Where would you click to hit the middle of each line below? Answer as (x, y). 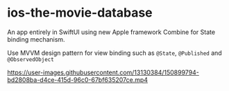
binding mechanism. (36, 39)
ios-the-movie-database (80, 13)
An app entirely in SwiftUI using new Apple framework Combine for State (111, 32)
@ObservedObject (31, 59)
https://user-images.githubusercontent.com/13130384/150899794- (103, 72)
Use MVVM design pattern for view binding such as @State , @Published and (114, 53)
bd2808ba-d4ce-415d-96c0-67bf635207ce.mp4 (77, 80)
